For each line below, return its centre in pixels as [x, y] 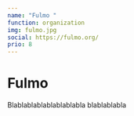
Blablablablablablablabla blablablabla [67, 105]
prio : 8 [20, 45]
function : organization [46, 23]
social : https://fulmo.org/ [53, 37]
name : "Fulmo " [32, 15]
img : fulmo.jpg [32, 30]
